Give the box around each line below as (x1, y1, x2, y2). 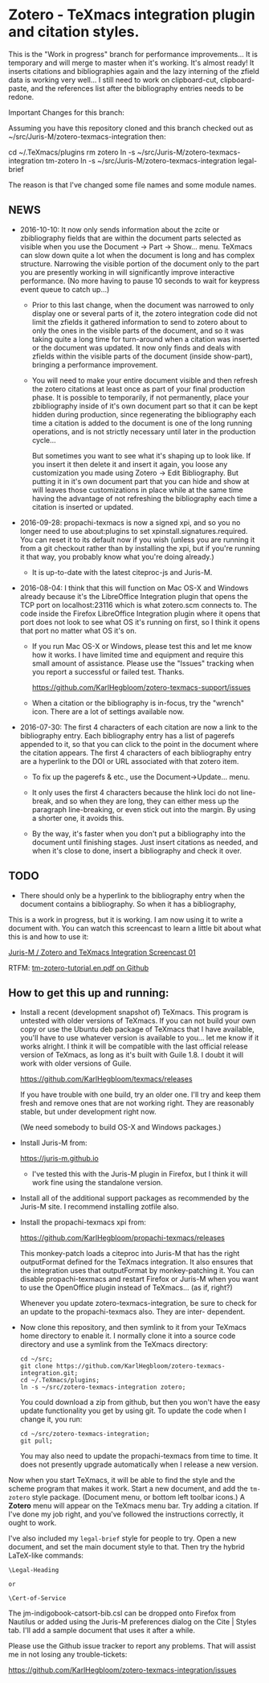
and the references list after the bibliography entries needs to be (31, 83, 244, 93)
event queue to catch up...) (19, 284, 110, 294)
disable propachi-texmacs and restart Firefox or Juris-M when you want (19, 1275, 259, 1284)
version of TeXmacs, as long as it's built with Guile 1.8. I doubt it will (19, 1050, 243, 1060)
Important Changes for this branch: (8, 107, 124, 117)
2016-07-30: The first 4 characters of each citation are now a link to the (19, 722, 259, 732)
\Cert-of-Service (8, 1595, 67, 1603)
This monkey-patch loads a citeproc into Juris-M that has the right (19, 1249, 240, 1258)
